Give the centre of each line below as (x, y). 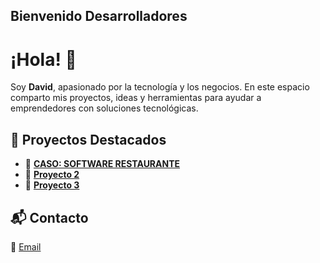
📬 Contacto (49, 217)
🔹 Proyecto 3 (52, 185)
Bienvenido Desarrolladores (99, 16)
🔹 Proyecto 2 (52, 175)
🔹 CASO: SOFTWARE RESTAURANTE (102, 164)
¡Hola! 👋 (43, 59)
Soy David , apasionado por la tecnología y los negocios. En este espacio (160, 87)
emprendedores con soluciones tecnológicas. (104, 108)
